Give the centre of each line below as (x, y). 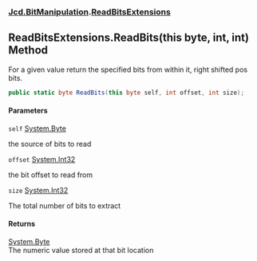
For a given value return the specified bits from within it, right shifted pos (128, 69)
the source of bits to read (50, 144)
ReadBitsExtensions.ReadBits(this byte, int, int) (129, 38)
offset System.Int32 (42, 159)
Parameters (28, 111)
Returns (22, 224)
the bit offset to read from (51, 175)
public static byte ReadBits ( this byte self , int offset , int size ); (127, 93)
